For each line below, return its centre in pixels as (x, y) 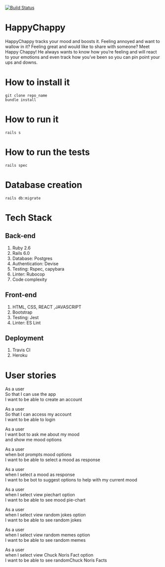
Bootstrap (22, 312)
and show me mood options (33, 440)
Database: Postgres (32, 258)
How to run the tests (47, 152)
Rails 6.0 (21, 253)
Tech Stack (29, 217)
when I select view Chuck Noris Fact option (49, 555)
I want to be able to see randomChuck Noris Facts (56, 560)
